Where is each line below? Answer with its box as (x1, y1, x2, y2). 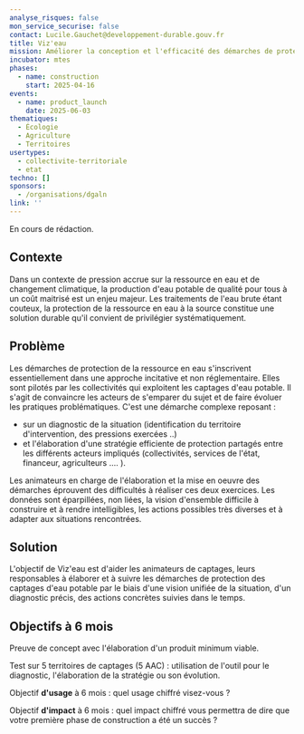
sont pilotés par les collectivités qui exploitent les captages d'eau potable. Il (9, 381, 291, 392)
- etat (17, 165, 43, 174)
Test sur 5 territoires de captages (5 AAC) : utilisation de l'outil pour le (9, 661, 270, 671)
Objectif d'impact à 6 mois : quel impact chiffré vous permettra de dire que (9, 705, 290, 716)
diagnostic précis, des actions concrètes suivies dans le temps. (9, 593, 246, 604)
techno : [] (9, 173, 51, 182)
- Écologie (17, 123, 59, 132)
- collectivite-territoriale (17, 156, 128, 166)
